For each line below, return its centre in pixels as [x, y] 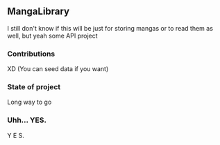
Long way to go [29, 102]
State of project [34, 87]
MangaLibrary [39, 12]
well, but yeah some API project [53, 36]
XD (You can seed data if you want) [58, 69]
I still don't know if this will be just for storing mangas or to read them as [110, 28]
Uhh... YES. [27, 120]
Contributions [31, 54]
